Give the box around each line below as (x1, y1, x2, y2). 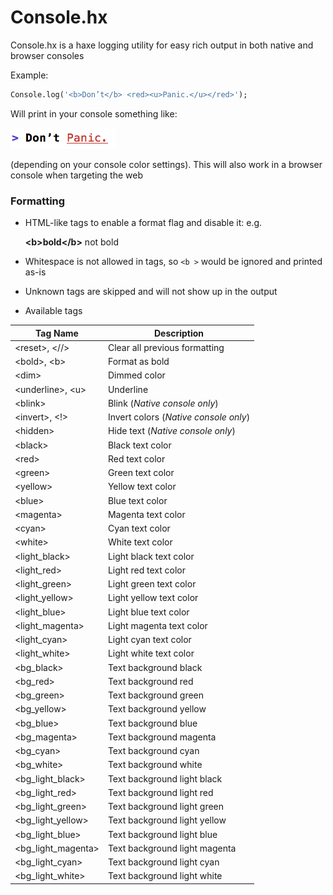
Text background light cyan (107, 856, 220, 868)
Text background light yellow (107, 814, 227, 826)
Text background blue (107, 717, 198, 729)
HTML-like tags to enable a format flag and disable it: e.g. (24, 217, 263, 229)
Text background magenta (107, 731, 217, 743)
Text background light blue (107, 828, 218, 840)
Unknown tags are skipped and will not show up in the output (24, 286, 278, 298)
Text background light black (107, 772, 223, 785)
